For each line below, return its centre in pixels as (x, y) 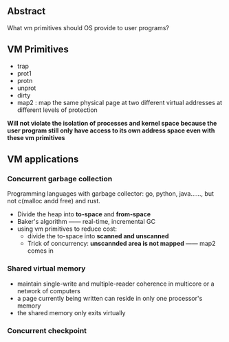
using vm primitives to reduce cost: (67, 229)
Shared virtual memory (46, 269)
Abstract (26, 11)
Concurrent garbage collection (60, 179)
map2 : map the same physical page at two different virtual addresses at (119, 102)
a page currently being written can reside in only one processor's (110, 298)
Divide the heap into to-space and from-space (84, 214)
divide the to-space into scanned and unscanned (98, 236)
